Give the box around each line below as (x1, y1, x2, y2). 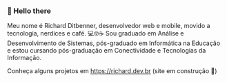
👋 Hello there (7, 6, 52, 16)
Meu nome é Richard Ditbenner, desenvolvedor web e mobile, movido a (7, 22, 210, 30)
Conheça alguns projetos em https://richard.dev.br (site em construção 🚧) (7, 67, 217, 75)
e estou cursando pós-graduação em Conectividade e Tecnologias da (7, 46, 206, 55)
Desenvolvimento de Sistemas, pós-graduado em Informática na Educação (7, 39, 221, 47)
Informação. (7, 54, 42, 62)
